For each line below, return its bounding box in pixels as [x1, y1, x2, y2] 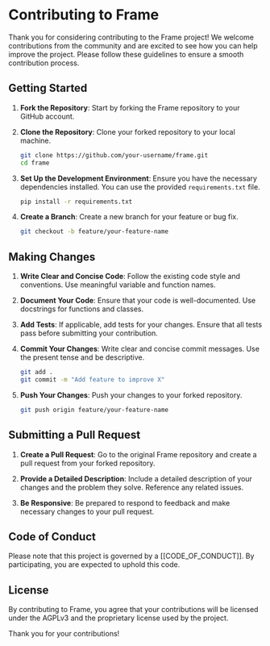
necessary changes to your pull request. [19, 506, 155, 516]
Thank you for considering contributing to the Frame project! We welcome [8, 32, 255, 42]
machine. [19, 135, 52, 145]
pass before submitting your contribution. [19, 328, 159, 338]
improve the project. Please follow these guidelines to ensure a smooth [8, 49, 244, 59]
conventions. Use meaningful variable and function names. [19, 280, 216, 290]
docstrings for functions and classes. [19, 304, 144, 314]
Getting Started [8, 81, 88, 95]
